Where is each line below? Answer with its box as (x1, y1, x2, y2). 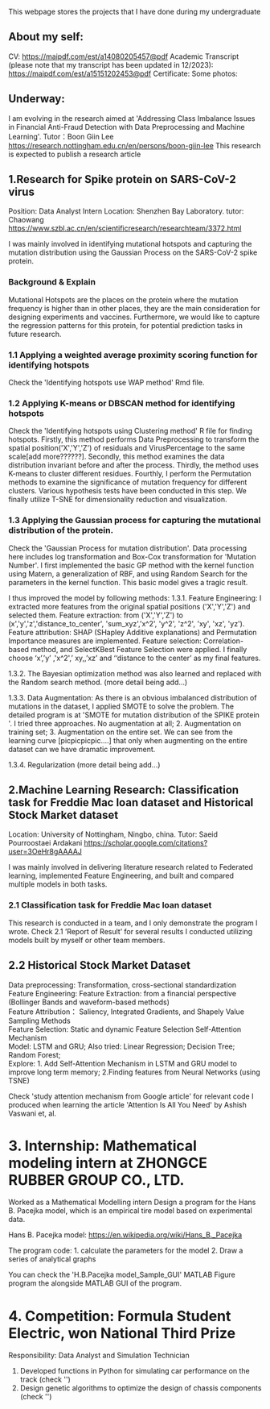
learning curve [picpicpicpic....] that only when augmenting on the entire (8, 735, 247, 745)
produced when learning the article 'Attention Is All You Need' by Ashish (8, 1099, 247, 1109)
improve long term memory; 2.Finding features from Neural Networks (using (8, 1067, 261, 1077)
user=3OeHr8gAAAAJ (8, 846, 83, 857)
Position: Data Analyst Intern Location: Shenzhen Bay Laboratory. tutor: (8, 206, 244, 216)
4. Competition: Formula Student (8, 1307, 231, 1325)
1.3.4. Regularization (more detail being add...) (8, 759, 161, 769)
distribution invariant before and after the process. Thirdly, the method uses (8, 460, 260, 470)
